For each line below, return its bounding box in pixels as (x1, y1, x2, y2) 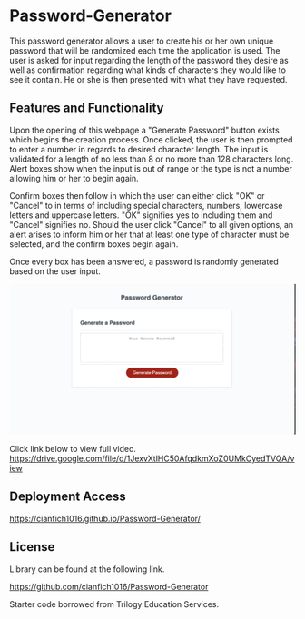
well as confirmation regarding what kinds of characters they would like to (9, 64, 286, 75)
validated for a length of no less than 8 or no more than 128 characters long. (9, 153, 294, 164)
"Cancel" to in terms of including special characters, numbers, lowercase (9, 200, 283, 211)
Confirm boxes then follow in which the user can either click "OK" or (9, 190, 265, 201)
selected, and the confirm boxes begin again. (9, 238, 179, 250)
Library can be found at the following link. (9, 564, 165, 575)
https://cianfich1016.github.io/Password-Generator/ (9, 513, 202, 524)
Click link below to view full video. (9, 444, 136, 455)
